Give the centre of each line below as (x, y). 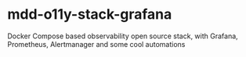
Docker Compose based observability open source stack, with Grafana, (123, 36)
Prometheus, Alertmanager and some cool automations (96, 44)
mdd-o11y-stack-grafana (90, 14)
